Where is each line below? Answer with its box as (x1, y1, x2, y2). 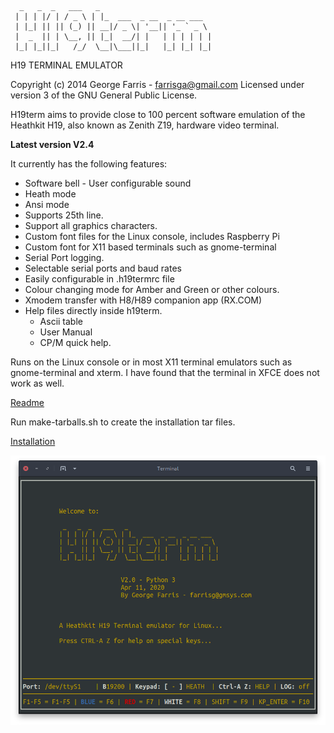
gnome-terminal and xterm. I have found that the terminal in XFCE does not (10, 367, 320, 378)
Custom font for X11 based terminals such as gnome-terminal (24, 241, 277, 253)
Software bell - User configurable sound (24, 177, 192, 189)
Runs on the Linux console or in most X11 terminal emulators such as (10, 356, 293, 368)
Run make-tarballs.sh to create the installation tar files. (10, 416, 236, 428)
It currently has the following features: (10, 158, 168, 170)
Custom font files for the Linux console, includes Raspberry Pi (24, 231, 280, 242)
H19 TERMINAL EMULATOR (10, 59, 123, 71)
